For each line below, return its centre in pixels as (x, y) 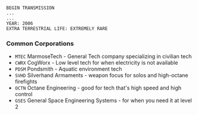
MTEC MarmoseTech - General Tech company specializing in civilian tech (103, 56)
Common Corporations (40, 43)
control (24, 94)
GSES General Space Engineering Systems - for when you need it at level (103, 101)
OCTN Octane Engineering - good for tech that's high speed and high (98, 88)
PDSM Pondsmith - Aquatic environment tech (68, 69)
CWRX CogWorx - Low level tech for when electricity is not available (96, 63)
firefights (26, 82)
